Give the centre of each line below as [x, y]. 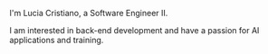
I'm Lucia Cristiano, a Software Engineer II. [89, 13]
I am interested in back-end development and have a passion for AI [134, 30]
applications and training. [57, 40]
